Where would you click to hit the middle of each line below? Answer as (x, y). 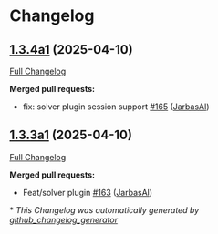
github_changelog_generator (64, 219)
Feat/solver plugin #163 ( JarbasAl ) (88, 192)
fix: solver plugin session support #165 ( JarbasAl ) (116, 107)
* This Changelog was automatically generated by (104, 209)
